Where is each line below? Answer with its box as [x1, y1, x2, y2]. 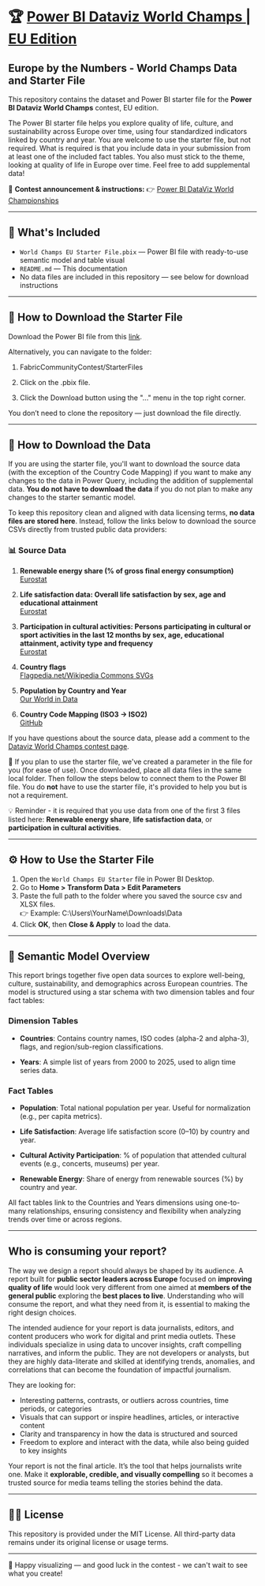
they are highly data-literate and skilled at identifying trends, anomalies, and [8, 1356, 255, 1366]
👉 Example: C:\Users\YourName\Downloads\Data [19, 908, 183, 918]
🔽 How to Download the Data [8, 439, 151, 452]
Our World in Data [19, 694, 78, 704]
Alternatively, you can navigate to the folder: [8, 346, 152, 357]
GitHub [19, 717, 43, 728]
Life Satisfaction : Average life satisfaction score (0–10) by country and [19, 1127, 250, 1136]
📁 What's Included [8, 226, 101, 239]
